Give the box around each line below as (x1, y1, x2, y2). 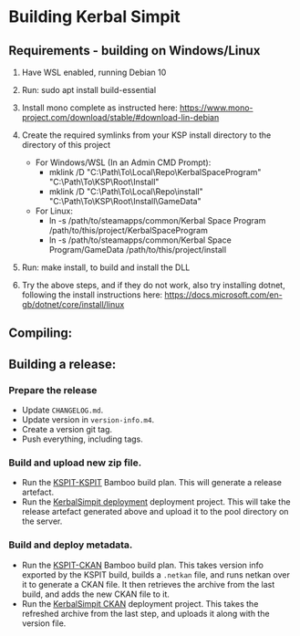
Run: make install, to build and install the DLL (21, 262, 191, 273)
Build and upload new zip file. (8, 456, 142, 469)
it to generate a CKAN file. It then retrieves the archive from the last (21, 579, 275, 589)
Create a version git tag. (21, 424, 113, 435)
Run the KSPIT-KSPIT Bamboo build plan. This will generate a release (21, 477, 282, 488)
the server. (21, 516, 63, 527)
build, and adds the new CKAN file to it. (21, 589, 171, 600)
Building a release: (8, 356, 117, 371)
